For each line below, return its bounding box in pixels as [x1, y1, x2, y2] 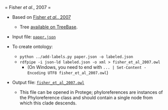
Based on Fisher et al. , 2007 [12, 14, 71, 20]
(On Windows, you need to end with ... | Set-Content [27, 64, 142, 70]
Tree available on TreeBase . [19, 24, 78, 30]
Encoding [27, 70, 46, 76]
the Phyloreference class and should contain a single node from [19, 95, 153, 100]
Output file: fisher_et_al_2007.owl [12, 80, 85, 85]
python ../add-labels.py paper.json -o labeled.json [19, 54, 134, 59]
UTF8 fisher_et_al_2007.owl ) [47, 69, 109, 76]
